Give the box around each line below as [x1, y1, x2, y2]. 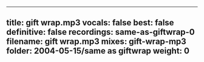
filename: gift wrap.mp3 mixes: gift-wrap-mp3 [6, 37, 186, 47]
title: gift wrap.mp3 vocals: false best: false [6, 17, 174, 28]
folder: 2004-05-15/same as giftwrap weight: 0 [6, 46, 190, 56]
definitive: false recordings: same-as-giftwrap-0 [6, 27, 195, 37]
